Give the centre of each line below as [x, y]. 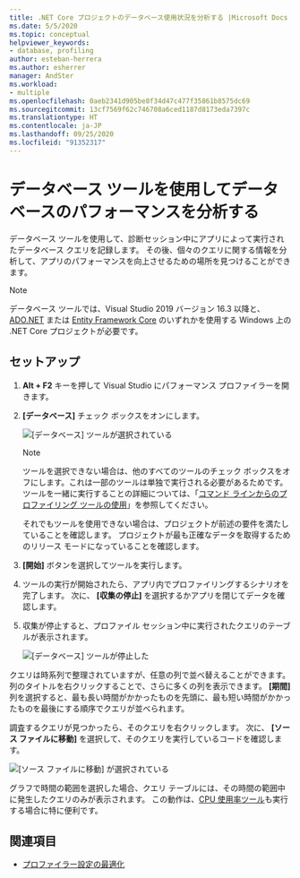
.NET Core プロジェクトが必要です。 [76, 331]
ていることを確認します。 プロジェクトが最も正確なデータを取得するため [156, 535]
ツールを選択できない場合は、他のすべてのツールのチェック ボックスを [152, 470]
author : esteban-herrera [56, 59]
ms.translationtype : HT [54, 117]
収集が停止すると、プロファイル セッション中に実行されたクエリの [145, 625]
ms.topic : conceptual [50, 34]
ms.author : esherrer [48, 68]
